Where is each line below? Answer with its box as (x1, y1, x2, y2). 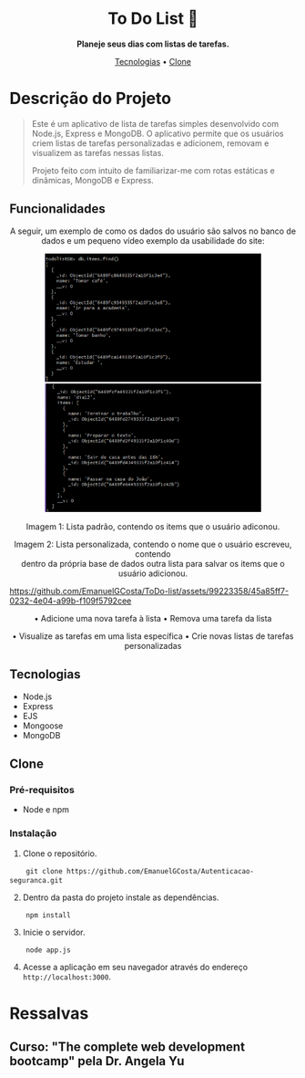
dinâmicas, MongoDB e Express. (31, 174, 155, 185)
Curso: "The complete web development (9, 1040, 246, 1055)
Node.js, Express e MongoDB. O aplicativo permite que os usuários (31, 128, 284, 139)
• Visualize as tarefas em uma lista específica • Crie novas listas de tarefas (12, 630, 294, 642)
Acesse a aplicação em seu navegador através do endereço (22, 961, 249, 972)
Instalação (9, 827, 57, 840)
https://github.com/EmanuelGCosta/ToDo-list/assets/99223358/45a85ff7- (9, 585, 290, 596)
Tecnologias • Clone (115, 56, 191, 67)
